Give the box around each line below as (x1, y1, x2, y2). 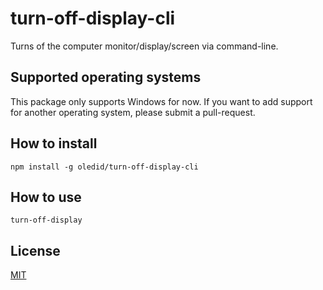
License (10, 242, 61, 259)
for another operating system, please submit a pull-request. (10, 106, 256, 118)
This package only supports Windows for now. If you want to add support (10, 95, 313, 107)
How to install (10, 135, 98, 152)
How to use (10, 188, 82, 206)
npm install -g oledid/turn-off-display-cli (10, 162, 199, 172)
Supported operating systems (10, 69, 202, 86)
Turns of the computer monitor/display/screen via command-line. (10, 40, 279, 52)
